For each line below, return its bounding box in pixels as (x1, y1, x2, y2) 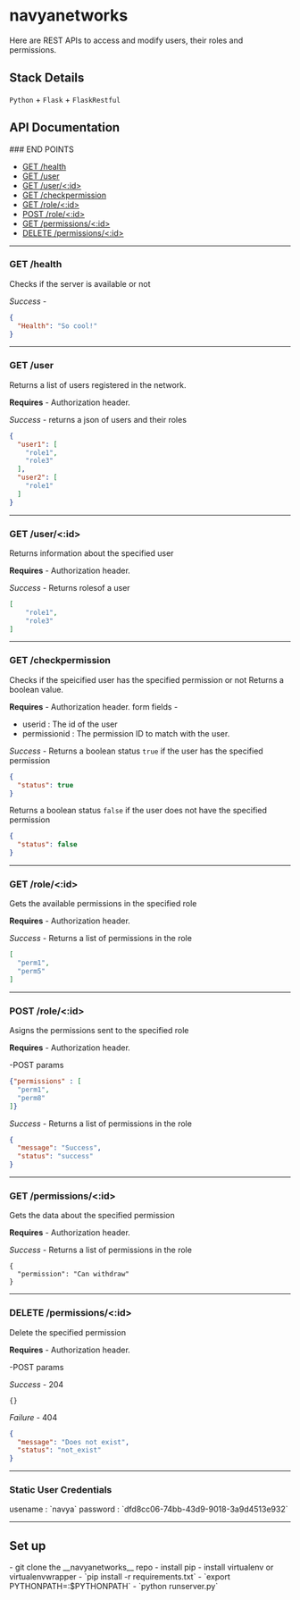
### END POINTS (9, 144, 74, 155)
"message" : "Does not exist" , (17, 1437, 129, 1446)
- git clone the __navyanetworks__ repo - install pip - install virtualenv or (9, 1562, 274, 1573)
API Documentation (9, 120, 121, 135)
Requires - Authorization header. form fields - (9, 701, 179, 712)
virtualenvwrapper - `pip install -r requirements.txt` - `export (9, 1571, 230, 1582)
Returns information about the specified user (9, 547, 174, 559)
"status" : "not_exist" (17, 1445, 102, 1455)
